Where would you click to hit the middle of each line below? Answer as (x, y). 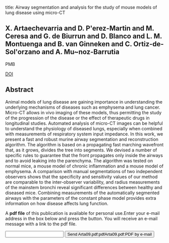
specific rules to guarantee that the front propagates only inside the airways (84, 155)
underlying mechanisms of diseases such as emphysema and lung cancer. (83, 107)
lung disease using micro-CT (35, 13)
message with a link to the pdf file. (41, 224)
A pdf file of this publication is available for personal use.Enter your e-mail (82, 213)
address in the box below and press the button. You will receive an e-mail (81, 218)
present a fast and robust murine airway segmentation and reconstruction (82, 139)
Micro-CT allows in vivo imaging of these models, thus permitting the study (83, 112)
